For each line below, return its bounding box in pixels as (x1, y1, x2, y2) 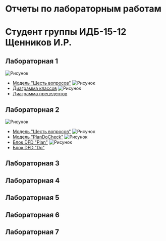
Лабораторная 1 (5, 56, 58, 66)
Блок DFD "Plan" (12, 139, 48, 145)
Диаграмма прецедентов (12, 91, 68, 97)
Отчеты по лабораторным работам (5, 3, 161, 15)
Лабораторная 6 (5, 210, 60, 219)
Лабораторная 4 (5, 176, 60, 185)
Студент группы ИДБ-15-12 (5, 26, 127, 38)
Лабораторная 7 (5, 227, 60, 236)
